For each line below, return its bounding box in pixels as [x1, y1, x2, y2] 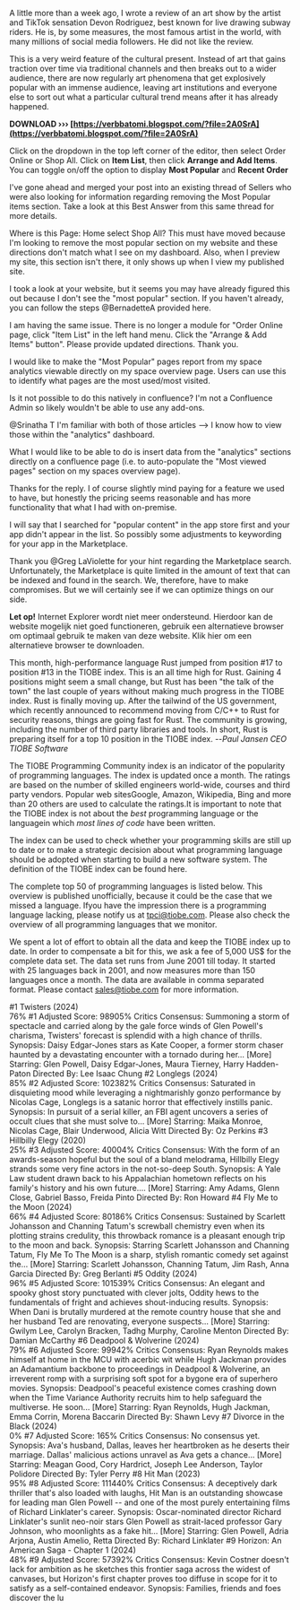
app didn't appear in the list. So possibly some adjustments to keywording [9, 529, 282, 539]
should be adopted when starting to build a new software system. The [9, 854, 268, 865]
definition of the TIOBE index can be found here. [9, 864, 188, 874]
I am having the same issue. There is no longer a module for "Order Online [9, 320, 284, 330]
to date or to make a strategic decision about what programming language [9, 845, 283, 855]
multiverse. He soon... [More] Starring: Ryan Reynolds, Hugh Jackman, [9, 1402, 270, 1412]
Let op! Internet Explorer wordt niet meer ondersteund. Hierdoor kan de [9, 612, 273, 622]
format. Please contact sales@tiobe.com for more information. [9, 984, 239, 995]
